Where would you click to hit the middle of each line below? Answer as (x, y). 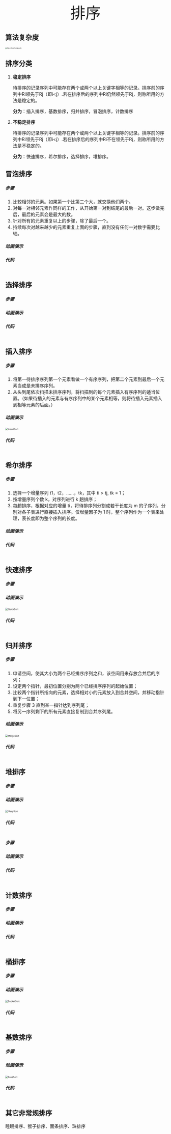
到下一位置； (26, 699)
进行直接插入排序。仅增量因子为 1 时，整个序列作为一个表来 (97, 512)
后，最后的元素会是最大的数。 (44, 214)
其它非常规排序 (29, 1113)
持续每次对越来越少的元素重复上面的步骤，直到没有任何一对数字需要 (84, 227)
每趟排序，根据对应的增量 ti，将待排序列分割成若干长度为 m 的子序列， (87, 506)
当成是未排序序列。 (37, 386)
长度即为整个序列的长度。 (53, 518)
